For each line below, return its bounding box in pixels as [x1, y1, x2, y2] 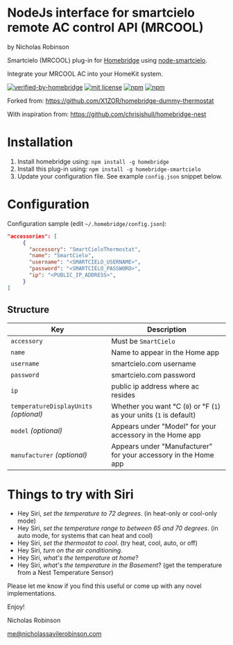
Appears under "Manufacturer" [111, 441, 213, 451]
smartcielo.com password [111, 370, 196, 379]
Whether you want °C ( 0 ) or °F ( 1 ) [111, 401, 221, 411]
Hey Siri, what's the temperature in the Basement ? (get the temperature [17, 561, 223, 569]
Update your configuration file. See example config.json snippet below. [17, 172, 223, 180]
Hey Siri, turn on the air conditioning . [17, 546, 123, 555]
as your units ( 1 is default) [111, 410, 196, 420]
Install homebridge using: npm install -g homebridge [17, 157, 170, 165]
